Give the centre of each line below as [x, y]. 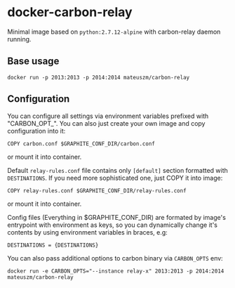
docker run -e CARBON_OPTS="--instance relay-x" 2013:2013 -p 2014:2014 [116, 271]
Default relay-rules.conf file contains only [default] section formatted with [117, 170]
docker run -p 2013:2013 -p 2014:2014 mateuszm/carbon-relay [99, 77]
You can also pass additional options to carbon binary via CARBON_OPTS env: [115, 258]
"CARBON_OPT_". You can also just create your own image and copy [106, 123]
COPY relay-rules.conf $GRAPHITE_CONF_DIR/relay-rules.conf [97, 190]
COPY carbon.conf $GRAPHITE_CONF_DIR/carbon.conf [81, 144]
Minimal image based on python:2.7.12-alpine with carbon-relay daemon [114, 32]
